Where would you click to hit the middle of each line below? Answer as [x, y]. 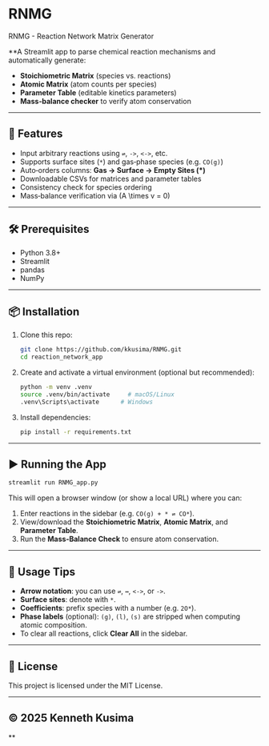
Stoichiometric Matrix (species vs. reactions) [95, 75]
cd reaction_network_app [61, 357]
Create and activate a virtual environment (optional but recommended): [137, 372]
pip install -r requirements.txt [76, 432]
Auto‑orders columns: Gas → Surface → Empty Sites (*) [112, 170]
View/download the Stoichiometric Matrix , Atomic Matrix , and [124, 522]
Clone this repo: [46, 335]
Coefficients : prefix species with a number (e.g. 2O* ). [108, 608]
